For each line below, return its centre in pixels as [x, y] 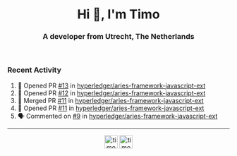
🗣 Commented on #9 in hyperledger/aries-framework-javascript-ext [117, 116]
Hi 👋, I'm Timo [119, 14]
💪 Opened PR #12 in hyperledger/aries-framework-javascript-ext [111, 93]
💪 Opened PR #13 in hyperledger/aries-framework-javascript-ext [111, 85]
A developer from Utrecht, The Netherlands [119, 37]
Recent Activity [35, 70]
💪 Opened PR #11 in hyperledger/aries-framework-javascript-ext [111, 108]
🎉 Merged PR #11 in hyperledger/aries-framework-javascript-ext [110, 100]
